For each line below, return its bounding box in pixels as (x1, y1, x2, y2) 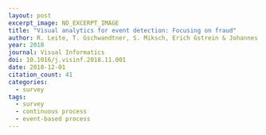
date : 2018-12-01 (8, 64, 66, 71)
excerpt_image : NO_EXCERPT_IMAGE (8, 19, 119, 27)
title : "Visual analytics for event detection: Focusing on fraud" (8, 26, 237, 34)
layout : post (8, 11, 52, 20)
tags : (8, 93, 26, 101)
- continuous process (15, 108, 88, 116)
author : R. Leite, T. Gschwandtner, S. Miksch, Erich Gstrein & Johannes (8, 33, 259, 42)
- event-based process (15, 115, 91, 123)
